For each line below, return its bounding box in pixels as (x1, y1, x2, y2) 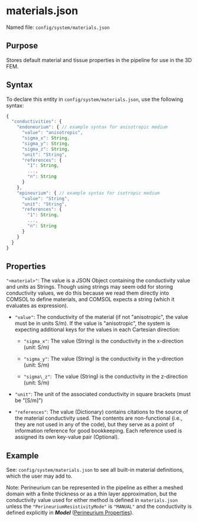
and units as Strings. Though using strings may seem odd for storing (6, 283, 173, 291)
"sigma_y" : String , (21, 141, 70, 146)
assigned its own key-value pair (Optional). (14, 433, 119, 441)
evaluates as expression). (6, 302, 69, 309)
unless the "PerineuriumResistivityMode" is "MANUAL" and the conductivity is (6, 503, 192, 510)
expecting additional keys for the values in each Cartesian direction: (14, 326, 180, 333)
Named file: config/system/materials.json (6, 24, 110, 31)
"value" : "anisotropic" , (21, 130, 83, 136)
